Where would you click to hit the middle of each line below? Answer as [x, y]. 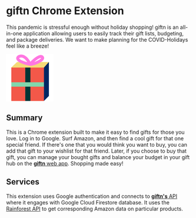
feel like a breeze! [27, 46]
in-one [14, 33]
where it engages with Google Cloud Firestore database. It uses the [88, 202]
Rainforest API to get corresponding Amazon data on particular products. [95, 209]
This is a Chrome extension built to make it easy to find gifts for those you [95, 132]
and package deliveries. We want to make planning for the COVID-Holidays [97, 39]
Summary [24, 118]
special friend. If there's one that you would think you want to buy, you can [97, 144]
